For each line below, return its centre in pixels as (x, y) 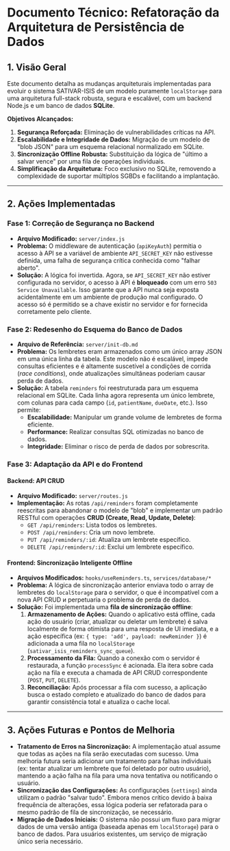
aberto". (28, 268)
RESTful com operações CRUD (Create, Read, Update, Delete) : (106, 518)
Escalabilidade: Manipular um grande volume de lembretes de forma (125, 417)
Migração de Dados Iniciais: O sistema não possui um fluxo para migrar (119, 819)
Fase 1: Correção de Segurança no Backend (81, 223)
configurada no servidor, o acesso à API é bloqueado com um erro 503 (117, 282)
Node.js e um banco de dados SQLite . (61, 105)
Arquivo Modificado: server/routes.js (72, 496)
